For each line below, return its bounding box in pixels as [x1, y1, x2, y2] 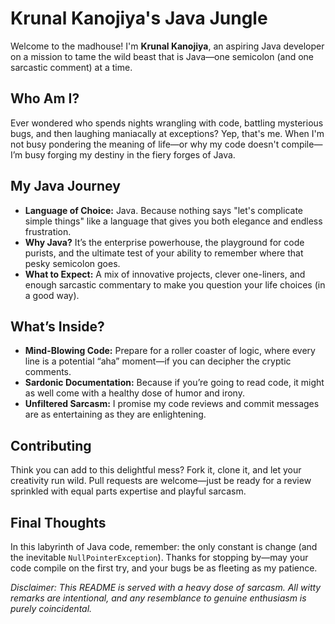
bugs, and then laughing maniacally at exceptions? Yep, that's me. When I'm [10, 127, 325, 139]
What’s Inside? [10, 318, 105, 335]
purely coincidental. [10, 603, 93, 614]
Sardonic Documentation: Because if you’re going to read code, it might [24, 377, 325, 389]
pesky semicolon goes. [24, 257, 121, 269]
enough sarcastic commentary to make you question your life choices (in [24, 278, 326, 291]
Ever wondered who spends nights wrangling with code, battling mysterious [10, 117, 324, 129]
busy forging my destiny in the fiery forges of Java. [24, 148, 236, 161]
